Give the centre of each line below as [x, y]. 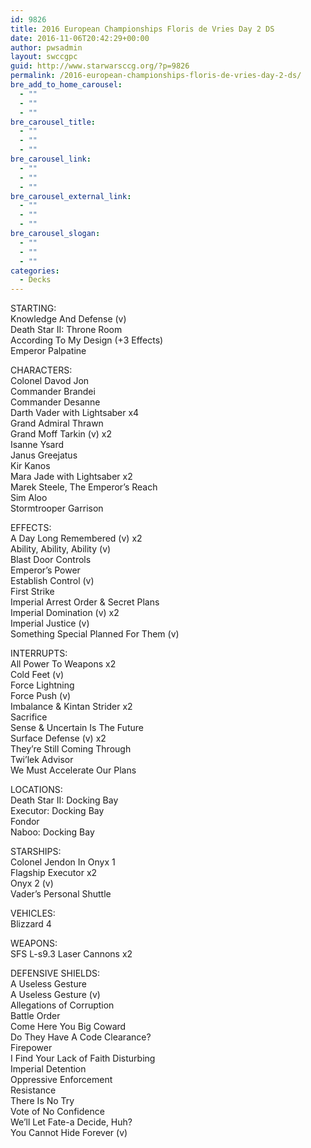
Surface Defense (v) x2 [58, 738]
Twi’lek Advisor [42, 760]
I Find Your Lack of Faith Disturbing [83, 1058]
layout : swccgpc [44, 57]
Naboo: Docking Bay [52, 832]
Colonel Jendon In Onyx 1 [63, 862]
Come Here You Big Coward [68, 1027]
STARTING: [33, 308]
